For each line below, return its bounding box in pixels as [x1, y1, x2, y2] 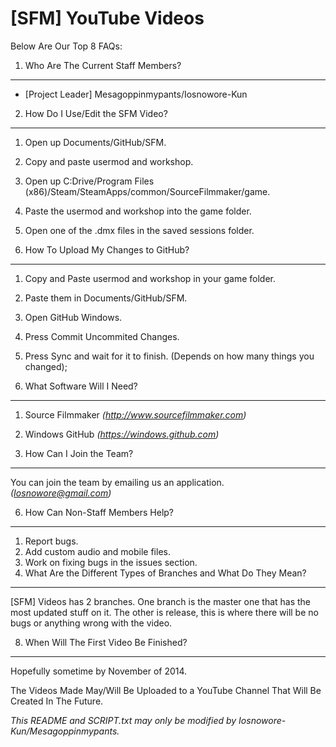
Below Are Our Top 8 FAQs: [10, 40, 123, 52]
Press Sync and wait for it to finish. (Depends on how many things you [24, 350, 315, 362]
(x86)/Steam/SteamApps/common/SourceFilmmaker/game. [24, 185, 271, 197]
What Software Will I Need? [24, 380, 138, 392]
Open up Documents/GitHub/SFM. [24, 136, 167, 148]
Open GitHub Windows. [24, 311, 123, 323]
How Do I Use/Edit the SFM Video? [24, 107, 168, 119]
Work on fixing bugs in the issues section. [24, 556, 198, 568]
